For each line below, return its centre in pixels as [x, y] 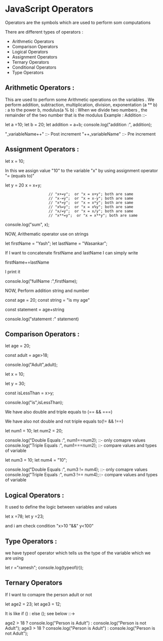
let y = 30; [15, 384]
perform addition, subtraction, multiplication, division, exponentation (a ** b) [81, 105]
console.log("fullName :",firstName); [41, 281]
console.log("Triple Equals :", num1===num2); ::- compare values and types [81, 446]
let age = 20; [18, 346]
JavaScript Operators [49, 9]
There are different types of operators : [44, 32]
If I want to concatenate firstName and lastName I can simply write [72, 253]
